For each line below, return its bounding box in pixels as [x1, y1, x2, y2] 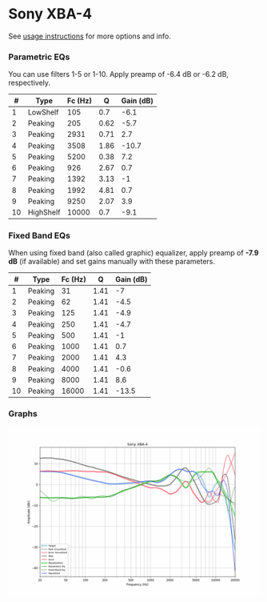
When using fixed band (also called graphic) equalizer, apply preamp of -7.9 [8, 248, 259, 258]
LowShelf [27, 107, 59, 117]
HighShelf [27, 207, 61, 217]
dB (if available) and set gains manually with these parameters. [8, 257, 216, 267]
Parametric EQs [8, 51, 70, 62]
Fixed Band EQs [8, 230, 70, 241]
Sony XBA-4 [8, 5, 93, 23]
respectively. [8, 78, 50, 88]
